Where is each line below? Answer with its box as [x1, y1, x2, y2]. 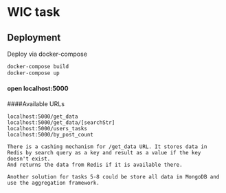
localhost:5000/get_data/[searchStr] [7, 119, 115, 126]
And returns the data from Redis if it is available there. [7, 161, 183, 168]
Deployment [7, 32, 61, 43]
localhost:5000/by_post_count [7, 131, 94, 138]
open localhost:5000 [7, 84, 69, 93]
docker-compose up [7, 70, 60, 77]
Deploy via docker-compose [7, 50, 88, 58]
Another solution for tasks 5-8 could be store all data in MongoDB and [7, 173, 220, 180]
